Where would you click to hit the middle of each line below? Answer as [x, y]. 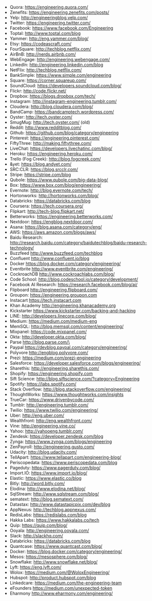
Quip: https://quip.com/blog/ [38, 525]
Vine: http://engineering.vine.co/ [43, 426]
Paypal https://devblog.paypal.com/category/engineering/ [68, 347]
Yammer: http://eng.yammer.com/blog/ [49, 38]
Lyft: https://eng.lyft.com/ [36, 567]
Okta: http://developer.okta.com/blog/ [48, 337]
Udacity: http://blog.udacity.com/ [43, 452]
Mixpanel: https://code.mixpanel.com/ [48, 332]
